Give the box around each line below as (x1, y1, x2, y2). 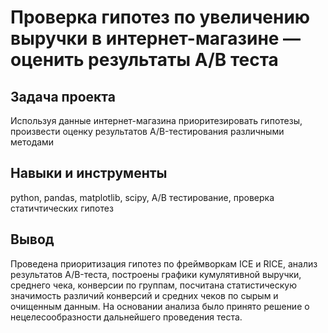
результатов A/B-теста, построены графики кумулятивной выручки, (10, 268, 302, 280)
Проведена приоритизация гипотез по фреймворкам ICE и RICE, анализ (10, 257, 318, 270)
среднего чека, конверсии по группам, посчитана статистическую (10, 279, 297, 291)
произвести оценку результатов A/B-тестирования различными (10, 126, 285, 137)
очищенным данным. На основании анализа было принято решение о (10, 300, 310, 312)
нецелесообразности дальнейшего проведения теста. (10, 311, 243, 323)
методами (10, 136, 55, 148)
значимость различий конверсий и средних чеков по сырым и (10, 289, 279, 301)
